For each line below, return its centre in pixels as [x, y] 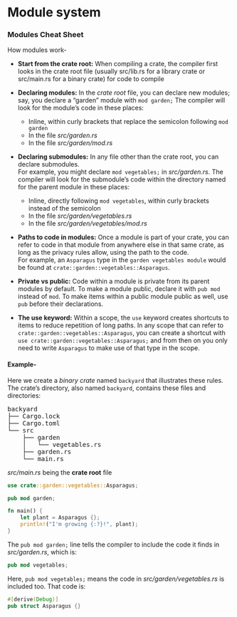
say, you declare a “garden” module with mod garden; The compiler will [121, 100]
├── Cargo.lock [34, 416]
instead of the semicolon [64, 209]
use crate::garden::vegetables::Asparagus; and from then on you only [122, 341]
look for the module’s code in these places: [81, 108]
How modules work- [37, 50]
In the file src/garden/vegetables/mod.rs [88, 223]
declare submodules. [48, 164]
